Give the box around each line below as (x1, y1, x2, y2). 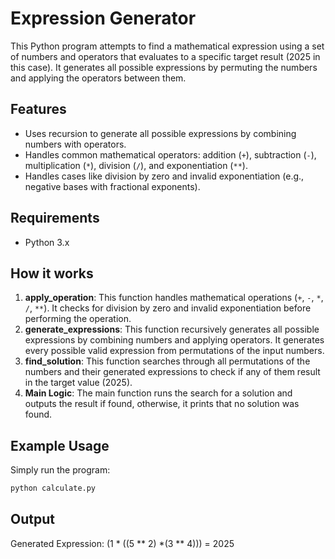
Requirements (10, 210, 100, 227)
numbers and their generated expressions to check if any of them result (24, 366, 321, 378)
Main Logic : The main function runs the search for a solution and (24, 387, 293, 399)
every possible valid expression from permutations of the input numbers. (24, 345, 325, 357)
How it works (10, 265, 94, 282)
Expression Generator (10, 7, 197, 30)
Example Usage (10, 437, 110, 454)
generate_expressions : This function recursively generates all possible (24, 323, 320, 336)
